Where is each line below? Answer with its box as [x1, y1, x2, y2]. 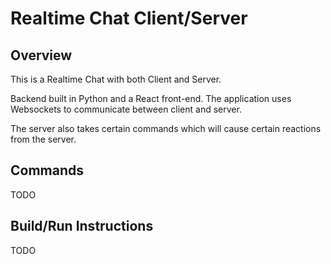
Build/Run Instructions [10, 218, 154, 235]
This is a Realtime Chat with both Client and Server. [10, 73, 222, 85]
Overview [10, 47, 73, 64]
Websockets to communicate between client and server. [10, 103, 242, 115]
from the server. [10, 133, 77, 145]
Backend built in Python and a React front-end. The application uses [10, 93, 292, 104]
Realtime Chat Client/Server [10, 7, 248, 30]
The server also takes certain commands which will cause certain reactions [10, 123, 322, 134]
